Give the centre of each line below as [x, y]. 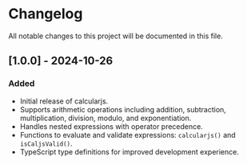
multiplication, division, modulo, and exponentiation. [106, 118]
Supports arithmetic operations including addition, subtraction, [123, 109]
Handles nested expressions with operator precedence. [112, 126]
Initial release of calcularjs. [64, 101]
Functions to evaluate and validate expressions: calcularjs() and [127, 135]
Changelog [46, 14]
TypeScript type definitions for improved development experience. [129, 151]
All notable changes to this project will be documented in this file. [116, 36]
